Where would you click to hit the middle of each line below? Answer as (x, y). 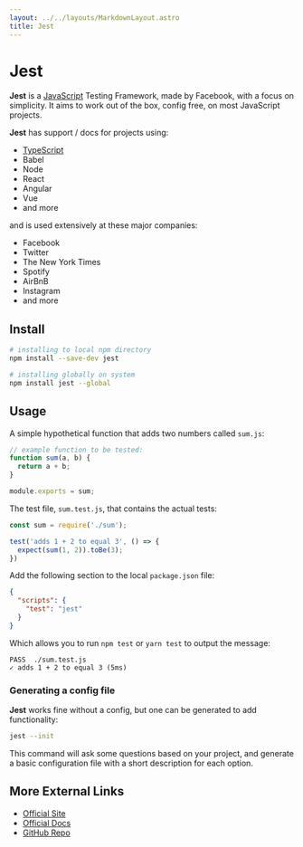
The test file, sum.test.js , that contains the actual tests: (113, 509)
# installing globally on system (72, 375)
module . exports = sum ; (52, 491)
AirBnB (36, 281)
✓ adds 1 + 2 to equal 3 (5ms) (68, 667)
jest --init (32, 737)
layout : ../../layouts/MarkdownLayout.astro (95, 18)
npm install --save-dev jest (64, 358)
